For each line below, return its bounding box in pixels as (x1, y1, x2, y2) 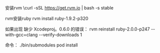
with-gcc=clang (5, 32, 38, 37)
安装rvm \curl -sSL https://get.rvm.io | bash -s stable (5, 5, 114, 10)
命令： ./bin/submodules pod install (5, 42, 78, 48)
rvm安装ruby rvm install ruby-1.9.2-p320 (5, 15, 89, 21)
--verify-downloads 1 (39, 32, 82, 37)
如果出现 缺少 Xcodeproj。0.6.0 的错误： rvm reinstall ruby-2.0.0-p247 (5, 26, 150, 32)
